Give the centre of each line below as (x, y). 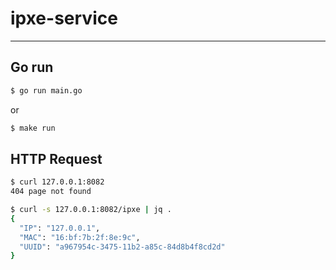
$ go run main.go (46, 90)
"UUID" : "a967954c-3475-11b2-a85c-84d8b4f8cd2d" (122, 247)
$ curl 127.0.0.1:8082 (57, 182)
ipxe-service (64, 18)
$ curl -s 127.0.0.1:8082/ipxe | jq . (91, 210)
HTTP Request (56, 158)
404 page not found (51, 192)
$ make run (33, 128)
